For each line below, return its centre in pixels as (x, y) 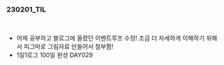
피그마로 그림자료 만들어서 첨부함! (69, 47)
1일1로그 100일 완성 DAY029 (54, 55)
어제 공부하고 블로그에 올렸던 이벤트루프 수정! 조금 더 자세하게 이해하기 (110, 38)
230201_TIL (26, 9)
